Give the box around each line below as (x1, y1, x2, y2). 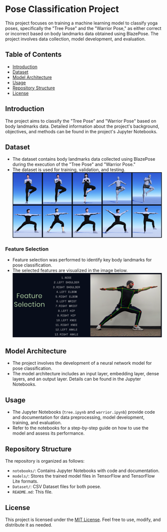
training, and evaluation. (12, 420, 62, 426)
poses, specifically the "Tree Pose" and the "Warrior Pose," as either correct (5, 25, 162, 31)
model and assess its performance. (12, 430, 85, 436)
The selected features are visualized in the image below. (12, 267, 128, 273)
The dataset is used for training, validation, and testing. (12, 167, 126, 173)
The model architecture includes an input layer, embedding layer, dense (12, 371, 159, 377)
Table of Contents (5, 50, 62, 59)
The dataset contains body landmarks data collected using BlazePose (12, 156, 156, 162)
